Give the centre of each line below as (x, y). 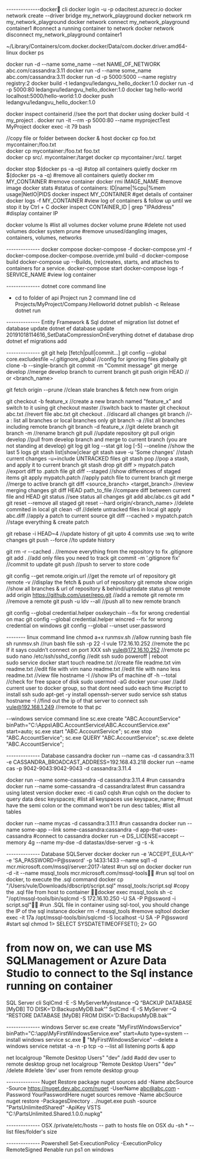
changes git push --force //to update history (61, 540)
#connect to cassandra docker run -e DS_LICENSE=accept (106, 836)
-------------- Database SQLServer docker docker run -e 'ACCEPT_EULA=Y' (100, 854)
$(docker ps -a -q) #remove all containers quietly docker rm (80, 175)
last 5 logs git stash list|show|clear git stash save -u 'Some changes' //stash (100, 452)
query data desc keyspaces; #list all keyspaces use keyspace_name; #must (99, 799)
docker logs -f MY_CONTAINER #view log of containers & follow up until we (99, 201)
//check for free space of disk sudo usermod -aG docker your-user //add (96, 681)
